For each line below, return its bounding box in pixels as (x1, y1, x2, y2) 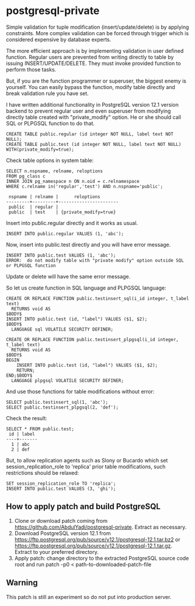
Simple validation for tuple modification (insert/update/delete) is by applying (6, 23, 189, 30)
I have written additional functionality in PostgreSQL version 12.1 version (6, 101, 179, 108)
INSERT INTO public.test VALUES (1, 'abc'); (6, 252, 116, 258)
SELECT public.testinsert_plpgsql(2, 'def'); (6, 404, 119, 410)
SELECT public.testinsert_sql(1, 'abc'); (6, 399, 109, 405)
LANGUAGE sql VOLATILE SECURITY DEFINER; (11, 326, 114, 332)
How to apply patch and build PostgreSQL (6, 502, 161, 512)
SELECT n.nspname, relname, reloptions (6, 168, 103, 174)
